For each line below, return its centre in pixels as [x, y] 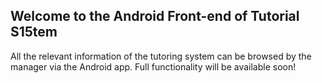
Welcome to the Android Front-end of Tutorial [155, 16]
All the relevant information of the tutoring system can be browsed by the [161, 56]
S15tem [34, 32]
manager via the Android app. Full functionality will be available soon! [153, 66]
